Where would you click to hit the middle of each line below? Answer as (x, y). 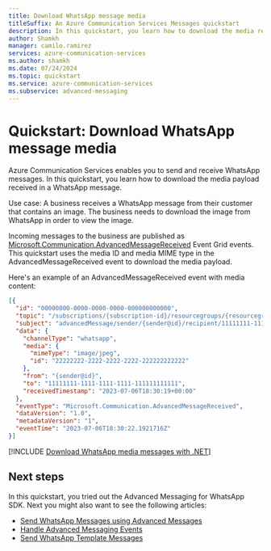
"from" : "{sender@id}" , (63, 376)
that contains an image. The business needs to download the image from (129, 212)
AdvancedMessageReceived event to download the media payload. (120, 262)
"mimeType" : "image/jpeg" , (75, 353)
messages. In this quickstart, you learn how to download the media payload (134, 179)
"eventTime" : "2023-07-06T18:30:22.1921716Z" (94, 429)
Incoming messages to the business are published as (97, 236)
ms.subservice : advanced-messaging (68, 91)
